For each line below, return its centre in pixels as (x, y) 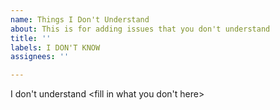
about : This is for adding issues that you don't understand (140, 29)
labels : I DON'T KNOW (55, 47)
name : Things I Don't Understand (80, 19)
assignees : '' (40, 57)
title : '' (31, 38)
